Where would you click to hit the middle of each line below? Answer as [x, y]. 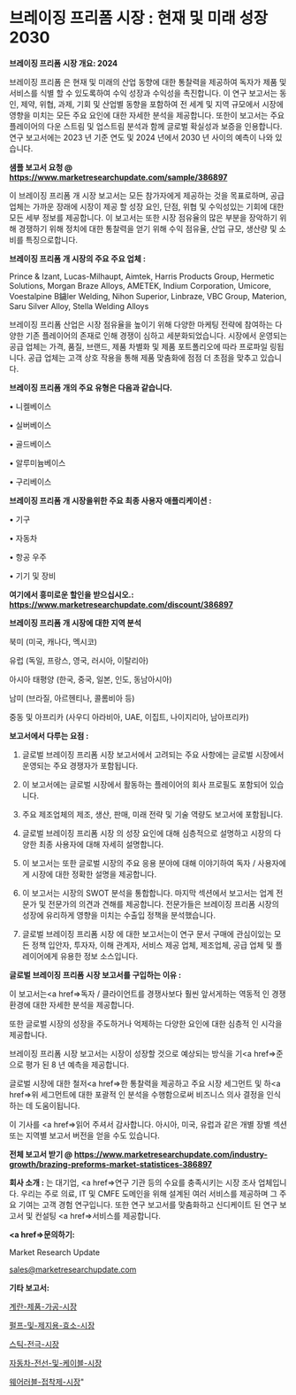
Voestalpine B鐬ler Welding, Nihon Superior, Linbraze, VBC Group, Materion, [148, 296]
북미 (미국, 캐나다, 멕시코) [53, 641]
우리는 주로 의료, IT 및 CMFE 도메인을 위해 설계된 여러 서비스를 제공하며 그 [149, 1193]
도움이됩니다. [57, 1105]
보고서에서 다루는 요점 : [49, 735]
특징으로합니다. [51, 239]
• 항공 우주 [28, 557]
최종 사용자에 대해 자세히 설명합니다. [101, 844]
